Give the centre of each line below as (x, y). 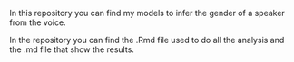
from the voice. (38, 22)
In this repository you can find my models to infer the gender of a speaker (147, 13)
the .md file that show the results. (72, 49)
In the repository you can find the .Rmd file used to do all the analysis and (147, 40)
